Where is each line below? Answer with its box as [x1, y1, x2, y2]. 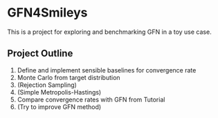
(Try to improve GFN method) [17, 102, 102, 111]
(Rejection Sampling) [17, 81, 78, 89]
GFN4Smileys [7, 5, 88, 21]
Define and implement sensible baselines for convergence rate [17, 66, 197, 74]
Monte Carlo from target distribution [17, 73, 120, 81]
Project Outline [7, 48, 73, 59]
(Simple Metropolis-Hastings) [17, 88, 102, 96]
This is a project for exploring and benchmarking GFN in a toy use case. [7, 28, 212, 36]
